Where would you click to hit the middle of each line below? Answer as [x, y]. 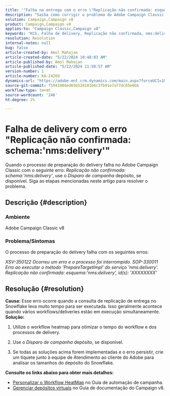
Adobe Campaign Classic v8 [35, 228]
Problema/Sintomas [30, 241]
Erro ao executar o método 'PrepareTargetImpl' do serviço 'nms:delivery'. [82, 268]
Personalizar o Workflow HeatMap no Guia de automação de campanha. [88, 382]
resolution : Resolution [30, 39]
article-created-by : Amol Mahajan [42, 52]
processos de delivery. [36, 332]
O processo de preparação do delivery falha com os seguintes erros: [77, 252]
